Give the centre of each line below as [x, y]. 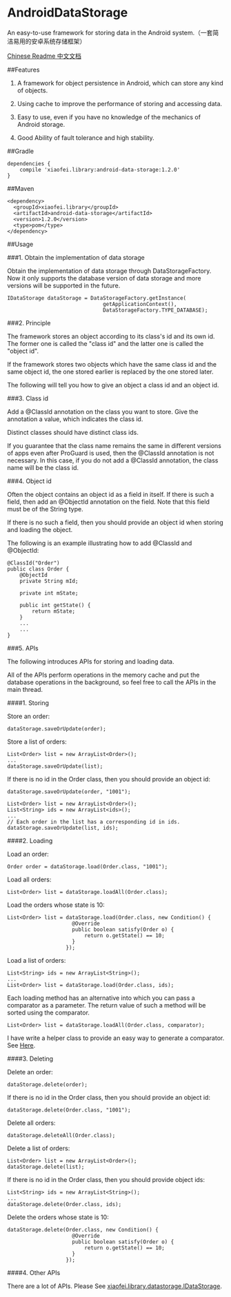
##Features [23, 70]
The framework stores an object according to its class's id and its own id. [111, 336]
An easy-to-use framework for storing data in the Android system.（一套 [110, 32]
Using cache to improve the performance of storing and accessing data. [120, 103]
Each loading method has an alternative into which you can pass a [101, 998]
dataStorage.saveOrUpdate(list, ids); [63, 828]
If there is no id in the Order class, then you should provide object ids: [106, 1179]
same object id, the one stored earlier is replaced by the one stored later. [110, 371]
